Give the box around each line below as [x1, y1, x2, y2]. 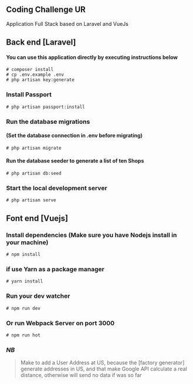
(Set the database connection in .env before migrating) [6, 132, 143, 139]
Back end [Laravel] [6, 38, 76, 48]
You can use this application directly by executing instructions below [6, 53, 178, 60]
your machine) [6, 238, 49, 246]
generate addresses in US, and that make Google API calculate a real [20, 365, 188, 372]
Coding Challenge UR [6, 5, 86, 15]
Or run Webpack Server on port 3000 [6, 319, 115, 327]
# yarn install [6, 278, 43, 284]
